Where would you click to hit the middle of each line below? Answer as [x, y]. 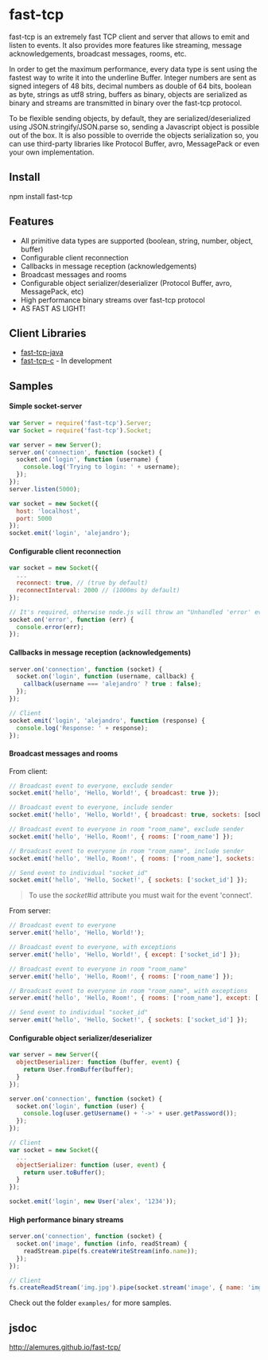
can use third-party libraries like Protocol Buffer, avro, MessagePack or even [134, 143]
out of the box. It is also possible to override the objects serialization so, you [134, 135]
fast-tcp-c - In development [66, 361]
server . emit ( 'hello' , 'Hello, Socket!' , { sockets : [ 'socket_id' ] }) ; [128, 1020]
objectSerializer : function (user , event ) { [91, 1165]
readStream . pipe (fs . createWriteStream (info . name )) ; [111, 1251]
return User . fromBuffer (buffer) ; [79, 1070]
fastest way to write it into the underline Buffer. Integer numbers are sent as [133, 77]
